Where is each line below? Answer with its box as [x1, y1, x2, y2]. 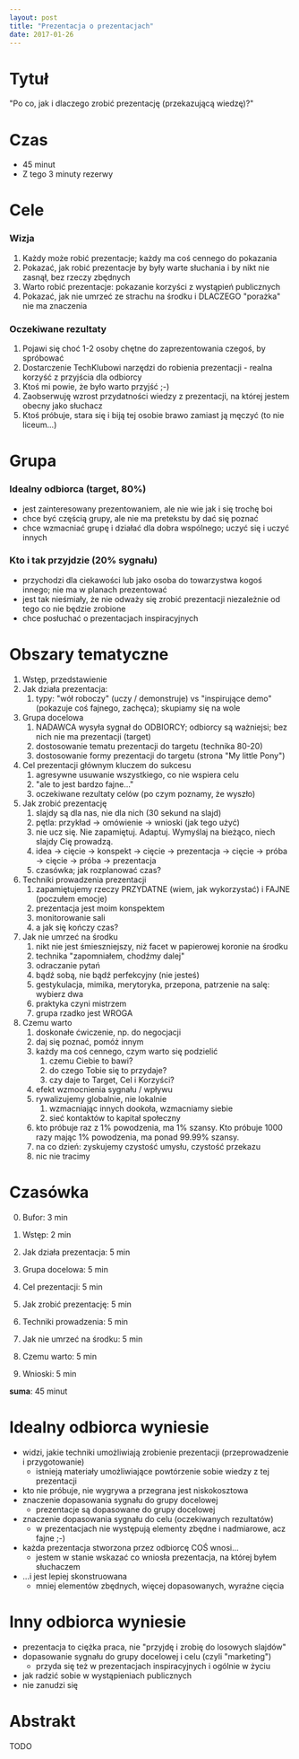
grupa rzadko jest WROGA [35, 1007, 133, 1019]
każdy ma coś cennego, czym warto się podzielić [35, 1046, 218, 1056]
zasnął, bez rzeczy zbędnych [21, 271, 131, 283]
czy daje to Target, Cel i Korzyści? [48, 1074, 175, 1085]
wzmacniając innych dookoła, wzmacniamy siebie [48, 1103, 234, 1114]
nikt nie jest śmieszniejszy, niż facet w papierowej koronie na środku [35, 941, 288, 951]
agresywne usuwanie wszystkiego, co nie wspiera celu [35, 769, 239, 780]
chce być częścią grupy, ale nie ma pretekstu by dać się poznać [21, 512, 260, 523]
